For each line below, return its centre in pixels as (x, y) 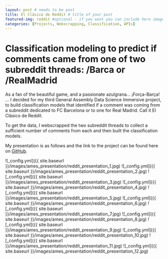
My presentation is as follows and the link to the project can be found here (82, 146)
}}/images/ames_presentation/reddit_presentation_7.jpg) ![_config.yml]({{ (80, 214)
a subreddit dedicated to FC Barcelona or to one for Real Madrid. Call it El (81, 110)
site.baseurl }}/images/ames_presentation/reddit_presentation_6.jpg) (76, 203)
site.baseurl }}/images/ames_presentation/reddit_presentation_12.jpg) (77, 251)
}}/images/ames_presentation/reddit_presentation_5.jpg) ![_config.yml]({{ (81, 198)
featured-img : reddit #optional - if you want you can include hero (78, 19)
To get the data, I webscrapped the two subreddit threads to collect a (76, 125)
